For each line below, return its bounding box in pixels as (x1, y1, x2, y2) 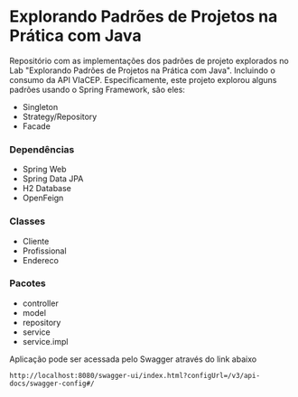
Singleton (22, 101, 59, 112)
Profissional (22, 245, 67, 256)
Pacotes (9, 277, 47, 290)
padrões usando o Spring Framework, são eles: (9, 84, 185, 95)
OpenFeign (22, 192, 64, 204)
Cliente (22, 235, 50, 246)
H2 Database (22, 183, 72, 194)
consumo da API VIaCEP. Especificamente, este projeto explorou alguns (9, 74, 277, 85)
